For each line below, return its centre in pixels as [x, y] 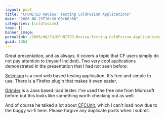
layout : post [19, 10]
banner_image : [20, 32]
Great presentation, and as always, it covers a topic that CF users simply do [82, 56]
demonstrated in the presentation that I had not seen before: [66, 66]
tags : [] [14, 28]
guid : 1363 [16, 42]
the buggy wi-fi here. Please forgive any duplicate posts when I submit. [78, 110]
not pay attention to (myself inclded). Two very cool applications [71, 61]
